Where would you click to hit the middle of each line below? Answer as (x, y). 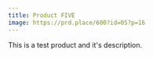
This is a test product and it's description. (75, 45)
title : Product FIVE (42, 15)
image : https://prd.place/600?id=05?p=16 (77, 23)
